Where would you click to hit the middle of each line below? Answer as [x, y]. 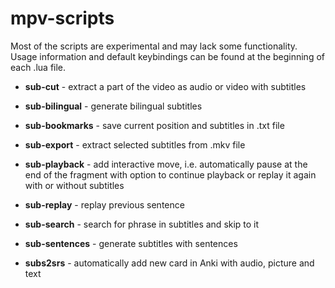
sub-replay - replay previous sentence [104, 204]
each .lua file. [38, 67]
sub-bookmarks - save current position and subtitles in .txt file [154, 125]
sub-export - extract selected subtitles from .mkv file [135, 144]
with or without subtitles [74, 185]
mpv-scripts [62, 18]
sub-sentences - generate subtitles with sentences [131, 243]
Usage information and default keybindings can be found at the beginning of [167, 56]
